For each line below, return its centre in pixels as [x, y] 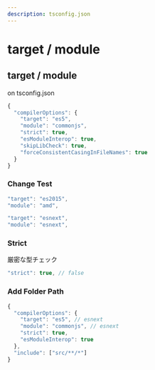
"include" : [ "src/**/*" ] [50, 353]
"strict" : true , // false [46, 273]
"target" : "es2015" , [38, 199]
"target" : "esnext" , [38, 219]
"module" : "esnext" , [38, 225]
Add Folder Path [36, 291]
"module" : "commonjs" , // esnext [70, 326]
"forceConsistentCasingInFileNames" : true [84, 152]
